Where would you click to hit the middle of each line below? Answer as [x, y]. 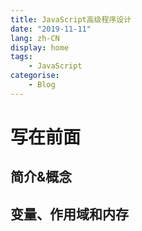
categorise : [35, 76]
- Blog [42, 85]
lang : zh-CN [35, 38]
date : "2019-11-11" [51, 29]
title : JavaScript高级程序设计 [71, 19]
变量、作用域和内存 [69, 214]
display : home [40, 47]
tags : [21, 57]
